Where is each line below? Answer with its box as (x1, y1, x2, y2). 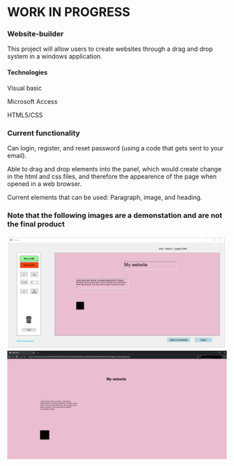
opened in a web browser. (7, 179, 82, 188)
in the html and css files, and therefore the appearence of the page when (7, 172, 217, 180)
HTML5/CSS (7, 111, 43, 119)
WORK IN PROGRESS (7, 4, 131, 20)
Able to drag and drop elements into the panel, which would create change (7, 164, 221, 173)
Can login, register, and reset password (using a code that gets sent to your (7, 143, 224, 152)
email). (7, 151, 27, 160)
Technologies (7, 68, 48, 77)
